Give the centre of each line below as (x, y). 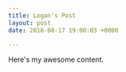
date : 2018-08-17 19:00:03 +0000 (63, 30)
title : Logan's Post (42, 15)
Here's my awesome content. (56, 59)
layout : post (30, 23)
